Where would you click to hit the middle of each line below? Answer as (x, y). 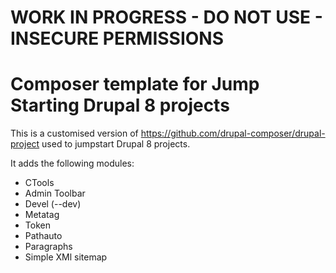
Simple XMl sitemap (66, 257)
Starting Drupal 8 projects (120, 105)
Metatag (42, 215)
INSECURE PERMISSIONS (117, 38)
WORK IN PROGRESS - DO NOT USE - (166, 17)
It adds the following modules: (72, 163)
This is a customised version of (74, 133)
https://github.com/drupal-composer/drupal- (233, 133)
